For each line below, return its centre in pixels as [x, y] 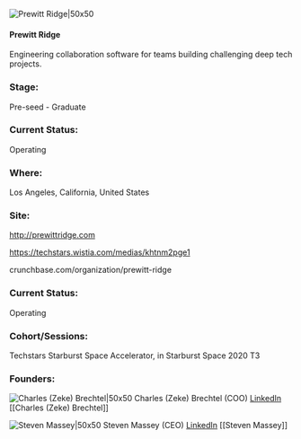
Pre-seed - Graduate [48, 107]
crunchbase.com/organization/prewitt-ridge [91, 270]
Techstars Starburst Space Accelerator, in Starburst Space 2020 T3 [135, 356]
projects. [26, 64]
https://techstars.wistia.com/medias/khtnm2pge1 [100, 252]
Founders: [32, 379]
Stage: [24, 87]
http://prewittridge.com [53, 235]
